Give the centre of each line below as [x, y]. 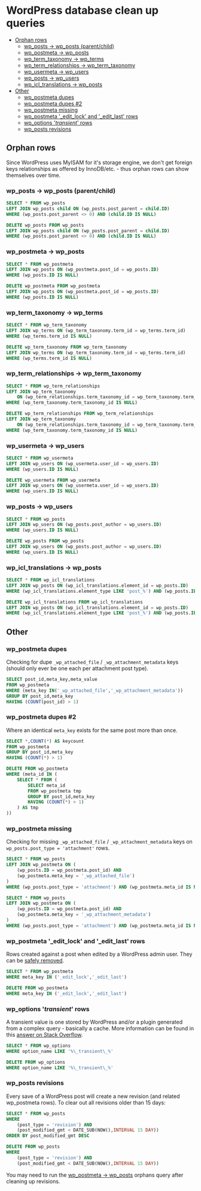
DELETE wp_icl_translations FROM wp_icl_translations [75, 602]
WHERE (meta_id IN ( [32, 775]
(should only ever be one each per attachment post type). [77, 668]
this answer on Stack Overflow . [45, 1034]
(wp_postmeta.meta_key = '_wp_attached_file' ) [76, 876]
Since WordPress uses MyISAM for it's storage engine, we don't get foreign [99, 162]
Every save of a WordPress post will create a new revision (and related [93, 1096]
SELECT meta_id [47, 785]
